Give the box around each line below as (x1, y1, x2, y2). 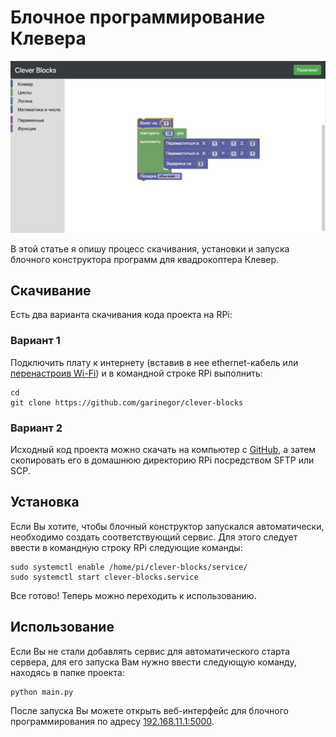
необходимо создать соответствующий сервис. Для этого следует (10, 531, 298, 543)
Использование (10, 619, 115, 636)
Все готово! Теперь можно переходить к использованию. (10, 589, 257, 601)
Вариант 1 (10, 334, 61, 348)
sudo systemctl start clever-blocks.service (10, 572, 199, 582)
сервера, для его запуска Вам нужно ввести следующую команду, (10, 656, 297, 668)
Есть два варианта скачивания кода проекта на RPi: (10, 309, 233, 321)
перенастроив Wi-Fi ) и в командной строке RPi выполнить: (10, 367, 263, 379)
